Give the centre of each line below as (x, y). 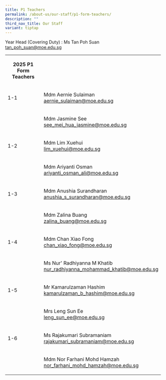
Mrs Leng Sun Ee (63, 311)
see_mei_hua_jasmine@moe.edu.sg (85, 125)
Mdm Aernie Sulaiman (69, 95)
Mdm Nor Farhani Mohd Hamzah (82, 359)
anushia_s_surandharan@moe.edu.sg (87, 197)
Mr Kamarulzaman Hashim (74, 287)
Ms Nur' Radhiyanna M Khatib (78, 263)
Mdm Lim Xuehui (63, 143)
